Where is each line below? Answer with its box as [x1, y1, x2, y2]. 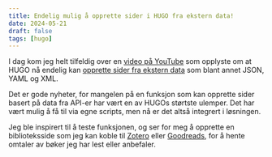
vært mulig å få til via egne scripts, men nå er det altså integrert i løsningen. [8, 107, 261, 117]
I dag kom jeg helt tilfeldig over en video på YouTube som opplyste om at [8, 57, 252, 66]
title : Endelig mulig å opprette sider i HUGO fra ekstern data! [8, 11, 234, 20]
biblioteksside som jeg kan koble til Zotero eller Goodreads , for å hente [8, 131, 245, 141]
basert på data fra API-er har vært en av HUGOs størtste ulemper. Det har [8, 98, 255, 108]
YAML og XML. [8, 74, 58, 83]
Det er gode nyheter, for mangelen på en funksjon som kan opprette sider [8, 90, 255, 100]
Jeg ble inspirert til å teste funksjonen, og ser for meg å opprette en [8, 122, 235, 132]
